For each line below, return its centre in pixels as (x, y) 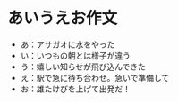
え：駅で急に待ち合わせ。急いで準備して (95, 77)
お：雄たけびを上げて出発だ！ (75, 89)
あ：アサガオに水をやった (68, 44)
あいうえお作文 (63, 18)
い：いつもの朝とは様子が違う (75, 55)
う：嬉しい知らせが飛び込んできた (83, 67)
